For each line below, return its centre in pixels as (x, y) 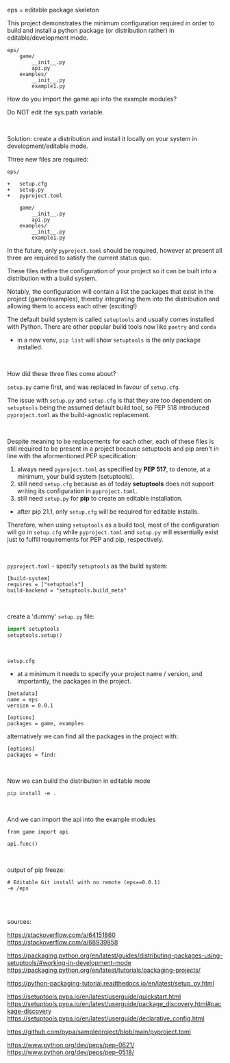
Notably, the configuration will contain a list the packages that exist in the (111, 291)
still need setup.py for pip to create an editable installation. (100, 498)
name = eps (23, 699)
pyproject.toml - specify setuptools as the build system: (87, 566)
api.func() (23, 844)
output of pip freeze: (36, 870)
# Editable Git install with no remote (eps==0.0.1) (84, 882)
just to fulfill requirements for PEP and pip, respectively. (86, 539)
